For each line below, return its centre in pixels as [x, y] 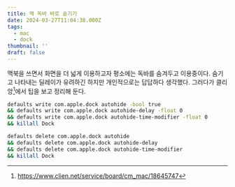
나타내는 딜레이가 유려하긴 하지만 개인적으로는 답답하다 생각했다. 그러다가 [114, 82]
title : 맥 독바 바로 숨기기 [42, 14]
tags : [15, 27]
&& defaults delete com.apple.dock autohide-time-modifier [95, 149]
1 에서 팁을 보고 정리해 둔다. [49, 90]
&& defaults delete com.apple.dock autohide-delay [83, 143]
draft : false [26, 53]
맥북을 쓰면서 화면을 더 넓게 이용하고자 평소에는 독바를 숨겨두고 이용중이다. [109, 73]
